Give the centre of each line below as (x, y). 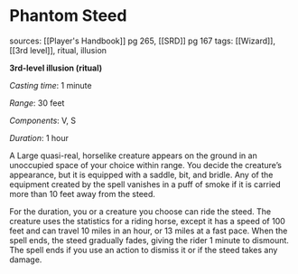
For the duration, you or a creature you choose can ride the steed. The (140, 211)
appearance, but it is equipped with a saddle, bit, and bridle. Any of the (141, 175)
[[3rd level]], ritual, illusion (58, 50)
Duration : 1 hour (39, 137)
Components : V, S (43, 120)
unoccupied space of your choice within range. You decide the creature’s (146, 165)
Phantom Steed (68, 16)
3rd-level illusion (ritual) (56, 68)
